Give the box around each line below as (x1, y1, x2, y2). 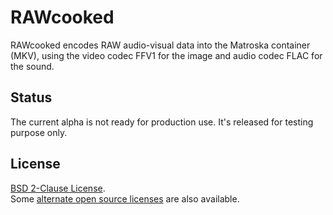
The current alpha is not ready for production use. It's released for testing (10, 116, 314, 128)
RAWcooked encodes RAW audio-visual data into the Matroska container (10, 39, 311, 51)
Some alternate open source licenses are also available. (10, 192, 240, 205)
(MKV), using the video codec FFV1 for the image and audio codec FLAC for (10, 49, 323, 61)
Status (10, 89, 53, 106)
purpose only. (10, 126, 68, 138)
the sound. (10, 60, 55, 72)
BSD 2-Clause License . (10, 182, 106, 194)
